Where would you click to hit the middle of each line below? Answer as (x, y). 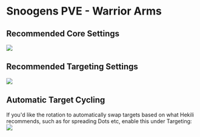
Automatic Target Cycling (56, 100)
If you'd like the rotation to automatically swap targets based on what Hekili (100, 115)
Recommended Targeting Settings (72, 67)
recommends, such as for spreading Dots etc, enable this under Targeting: (99, 121)
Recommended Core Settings (63, 34)
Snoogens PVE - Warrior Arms (84, 11)
